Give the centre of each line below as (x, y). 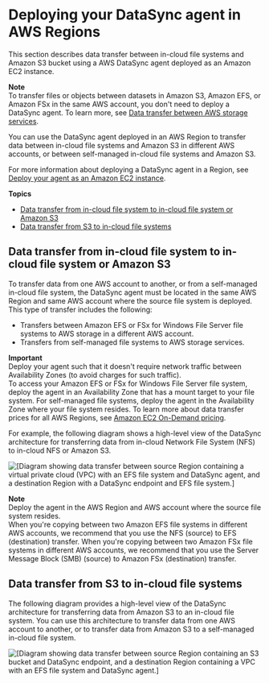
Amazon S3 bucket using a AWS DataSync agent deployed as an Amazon (130, 63)
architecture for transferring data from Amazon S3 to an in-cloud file (121, 612)
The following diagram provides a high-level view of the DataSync (117, 603)
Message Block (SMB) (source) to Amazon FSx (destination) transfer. (122, 558)
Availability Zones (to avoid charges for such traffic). (95, 375)
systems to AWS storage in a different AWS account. (107, 333)
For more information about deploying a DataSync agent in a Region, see (128, 169)
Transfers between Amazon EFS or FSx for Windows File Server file (131, 325)
